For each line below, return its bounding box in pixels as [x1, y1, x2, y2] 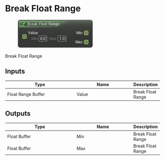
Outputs [5, 110, 31, 118]
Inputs [5, 67, 26, 76]
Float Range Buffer [7, 91, 45, 97]
